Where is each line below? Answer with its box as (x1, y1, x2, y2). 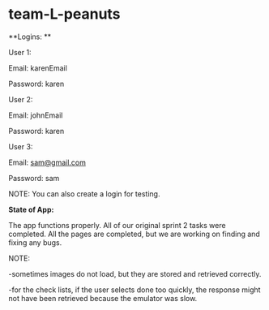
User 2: (8, 94, 33, 104)
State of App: (8, 205, 54, 214)
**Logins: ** (8, 32, 52, 41)
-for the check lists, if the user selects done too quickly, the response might (8, 285, 261, 295)
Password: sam (8, 173, 60, 183)
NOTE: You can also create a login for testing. (8, 188, 160, 199)
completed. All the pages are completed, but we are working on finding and (8, 229, 261, 239)
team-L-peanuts (8, 5, 121, 24)
